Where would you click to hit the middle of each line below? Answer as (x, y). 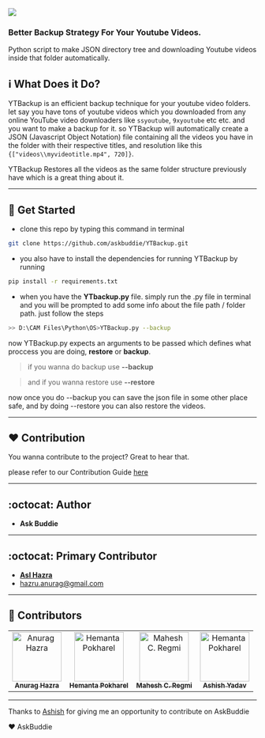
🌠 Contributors (45, 616)
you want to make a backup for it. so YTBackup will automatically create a (128, 129)
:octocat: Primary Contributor (83, 556)
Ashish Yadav (224, 685)
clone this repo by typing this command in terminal (102, 229)
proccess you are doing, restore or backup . (80, 351)
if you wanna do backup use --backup (90, 366)
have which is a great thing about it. (66, 178)
